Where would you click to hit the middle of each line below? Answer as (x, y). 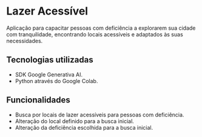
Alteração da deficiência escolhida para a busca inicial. (84, 127)
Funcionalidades (39, 100)
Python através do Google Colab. (56, 81)
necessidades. (25, 41)
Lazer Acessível (47, 11)
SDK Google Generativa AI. (49, 75)
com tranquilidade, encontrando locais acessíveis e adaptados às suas (95, 34)
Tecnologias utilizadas (50, 60)
